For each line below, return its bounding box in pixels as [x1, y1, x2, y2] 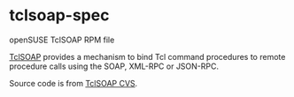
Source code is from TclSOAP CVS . [9, 78, 138, 88]
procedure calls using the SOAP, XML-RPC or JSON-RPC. [9, 61, 220, 71]
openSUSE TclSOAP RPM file [9, 34, 115, 45]
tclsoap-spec [9, 5, 110, 26]
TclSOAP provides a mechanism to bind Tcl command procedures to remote [9, 51, 286, 62]
